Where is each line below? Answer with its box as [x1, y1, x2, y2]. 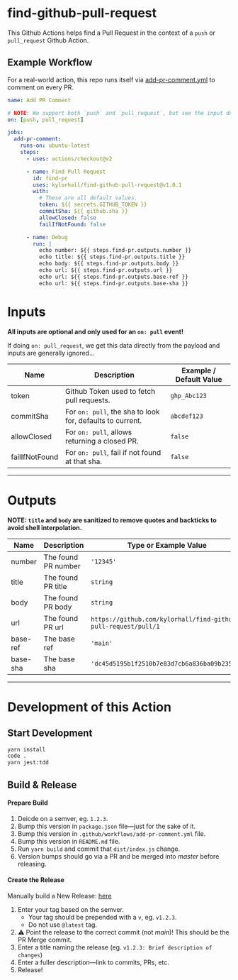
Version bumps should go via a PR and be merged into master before [17, 852, 220, 860]
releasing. [17, 859, 47, 868]
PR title [43, 581, 67, 591]
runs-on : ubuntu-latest [20, 142, 91, 150]
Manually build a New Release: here [7, 891, 112, 900]
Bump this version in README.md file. [17, 837, 120, 845]
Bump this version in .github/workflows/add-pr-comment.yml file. [17, 829, 206, 838]
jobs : [7, 129, 23, 136]
